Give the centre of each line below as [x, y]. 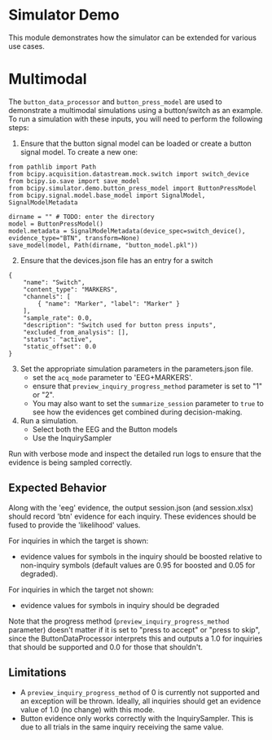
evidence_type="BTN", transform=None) [74, 238]
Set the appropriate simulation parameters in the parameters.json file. [137, 369]
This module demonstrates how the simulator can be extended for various [132, 37]
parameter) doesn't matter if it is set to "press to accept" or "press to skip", [134, 629]
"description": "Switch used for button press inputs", [120, 325]
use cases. [26, 46]
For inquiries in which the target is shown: [79, 541]
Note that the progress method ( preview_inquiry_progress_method [119, 621]
